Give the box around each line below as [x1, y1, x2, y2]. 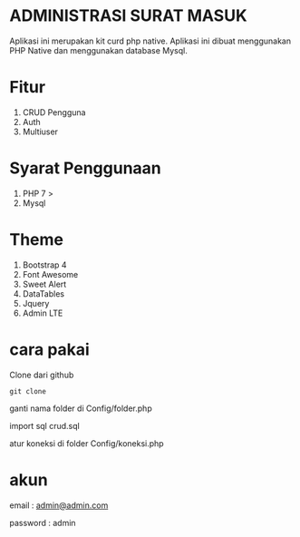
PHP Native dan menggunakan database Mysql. [9, 44, 188, 55]
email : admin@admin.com [9, 500, 109, 511]
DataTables [22, 288, 65, 299]
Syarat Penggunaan [9, 158, 161, 179]
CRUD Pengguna [22, 106, 86, 118]
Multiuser [22, 126, 59, 137]
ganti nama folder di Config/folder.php [9, 403, 152, 414]
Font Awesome [22, 268, 79, 279]
